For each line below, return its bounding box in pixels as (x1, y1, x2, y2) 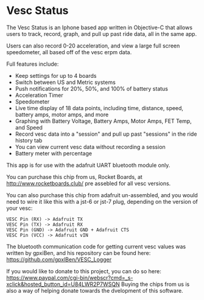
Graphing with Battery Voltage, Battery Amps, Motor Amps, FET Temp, (15, 117, 192, 125)
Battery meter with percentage (15, 150, 93, 157)
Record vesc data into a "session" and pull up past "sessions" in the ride (15, 130, 197, 138)
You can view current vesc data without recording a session (15, 143, 166, 150)
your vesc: (6, 204, 33, 212)
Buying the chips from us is (121, 281, 190, 288)
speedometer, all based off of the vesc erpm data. (6, 48, 132, 55)
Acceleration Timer (15, 91, 63, 99)
